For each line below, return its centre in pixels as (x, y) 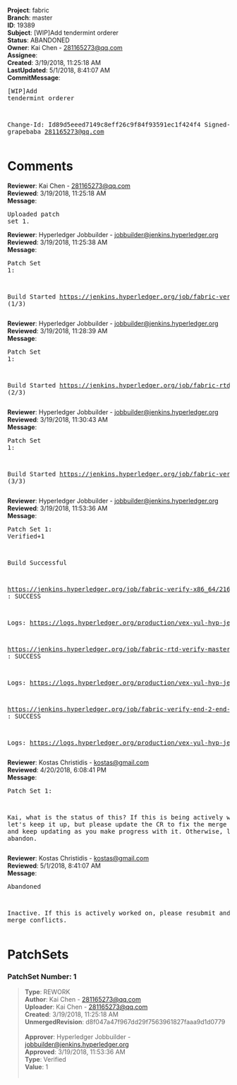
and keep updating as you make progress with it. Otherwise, (115, 831)
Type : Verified (45, 1060)
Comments (40, 166)
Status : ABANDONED (39, 40)
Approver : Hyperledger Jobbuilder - (78, 1037)
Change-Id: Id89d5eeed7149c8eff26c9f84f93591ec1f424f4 (104, 125)
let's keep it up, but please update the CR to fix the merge (117, 824)
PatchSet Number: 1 (42, 977)
